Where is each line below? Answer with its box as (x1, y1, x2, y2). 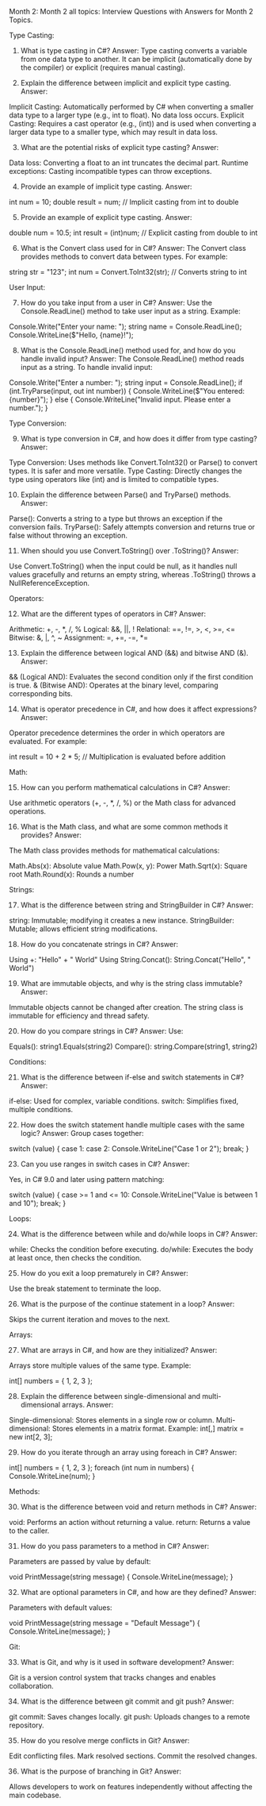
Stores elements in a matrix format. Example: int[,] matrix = (51, 1424, 245, 1433)
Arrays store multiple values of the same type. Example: (9, 1361, 192, 1370)
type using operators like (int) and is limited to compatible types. (9, 475, 219, 483)
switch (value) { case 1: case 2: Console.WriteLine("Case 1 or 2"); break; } (9, 1144, 249, 1153)
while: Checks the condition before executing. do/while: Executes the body (9, 1245, 254, 1253)
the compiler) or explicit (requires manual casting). (20, 63, 185, 72)
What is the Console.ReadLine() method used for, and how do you (20, 345, 236, 355)
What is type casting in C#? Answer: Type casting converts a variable (20, 46, 248, 55)
